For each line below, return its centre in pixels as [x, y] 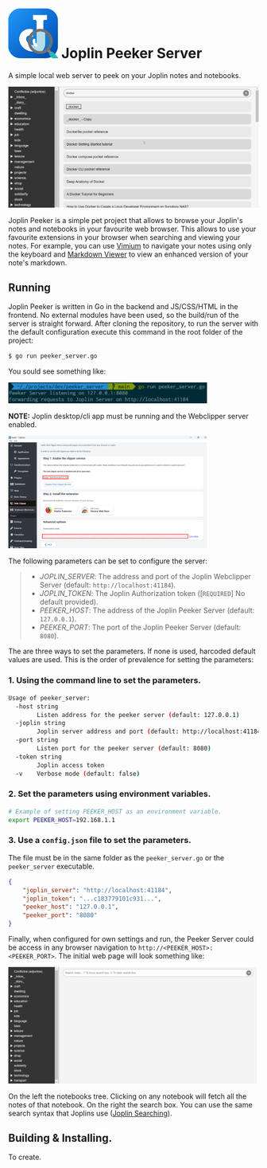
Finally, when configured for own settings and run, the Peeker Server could [131, 939]
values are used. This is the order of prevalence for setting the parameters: [131, 660]
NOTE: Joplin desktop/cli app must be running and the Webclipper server [128, 416]
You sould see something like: [57, 371]
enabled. [23, 424]
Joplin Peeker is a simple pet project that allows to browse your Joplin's [126, 220]
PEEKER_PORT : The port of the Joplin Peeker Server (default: [140, 627]
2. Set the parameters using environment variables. [110, 794]
